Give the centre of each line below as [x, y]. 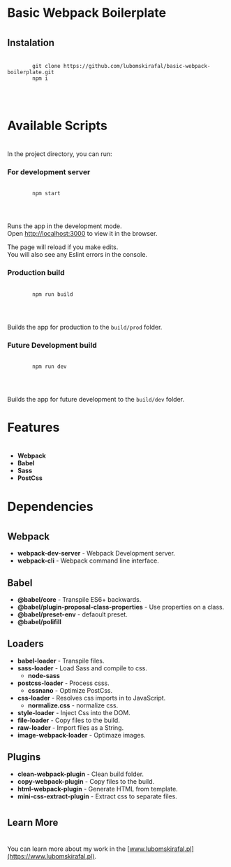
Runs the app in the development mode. [65, 226]
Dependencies [50, 506]
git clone [46, 66]
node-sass [44, 675]
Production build [36, 273]
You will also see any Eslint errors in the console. [77, 255]
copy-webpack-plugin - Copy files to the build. [86, 781]
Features [33, 428]
